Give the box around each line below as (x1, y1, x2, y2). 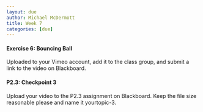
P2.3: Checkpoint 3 (6, 79, 57, 86)
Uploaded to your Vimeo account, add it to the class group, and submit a (6, 58, 190, 66)
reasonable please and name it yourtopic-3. (6, 99, 117, 106)
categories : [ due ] (6, 26, 53, 32)
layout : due (6, 9, 37, 15)
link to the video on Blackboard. (6, 65, 87, 72)
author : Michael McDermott (6, 15, 75, 21)
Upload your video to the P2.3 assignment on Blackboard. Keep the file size (6, 92, 197, 99)
